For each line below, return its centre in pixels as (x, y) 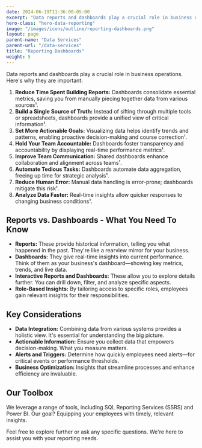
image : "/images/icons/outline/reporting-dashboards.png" (80, 29)
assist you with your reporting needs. (52, 438)
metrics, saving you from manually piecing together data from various (101, 98)
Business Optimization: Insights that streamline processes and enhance (105, 367)
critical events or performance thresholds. (67, 361)
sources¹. (26, 105)
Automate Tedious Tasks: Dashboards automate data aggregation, (98, 169)
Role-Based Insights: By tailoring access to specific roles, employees (101, 289)
